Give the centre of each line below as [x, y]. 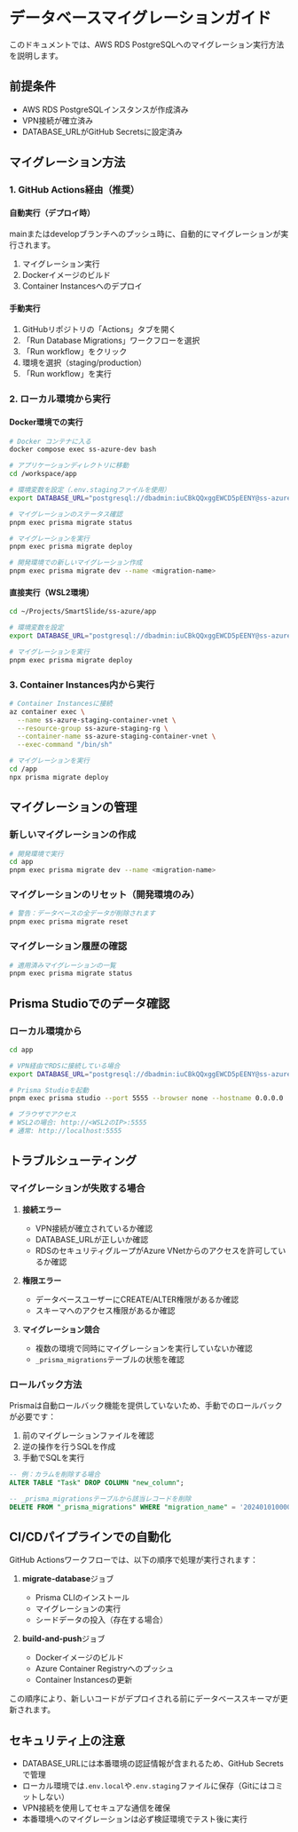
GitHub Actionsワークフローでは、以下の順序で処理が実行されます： [134, 1560]
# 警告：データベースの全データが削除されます [82, 914]
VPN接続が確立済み [57, 120]
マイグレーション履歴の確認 [68, 947]
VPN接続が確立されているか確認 [94, 1228]
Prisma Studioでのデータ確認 [90, 1003]
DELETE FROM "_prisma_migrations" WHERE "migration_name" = [123, 1507]
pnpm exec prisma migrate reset [69, 922]
